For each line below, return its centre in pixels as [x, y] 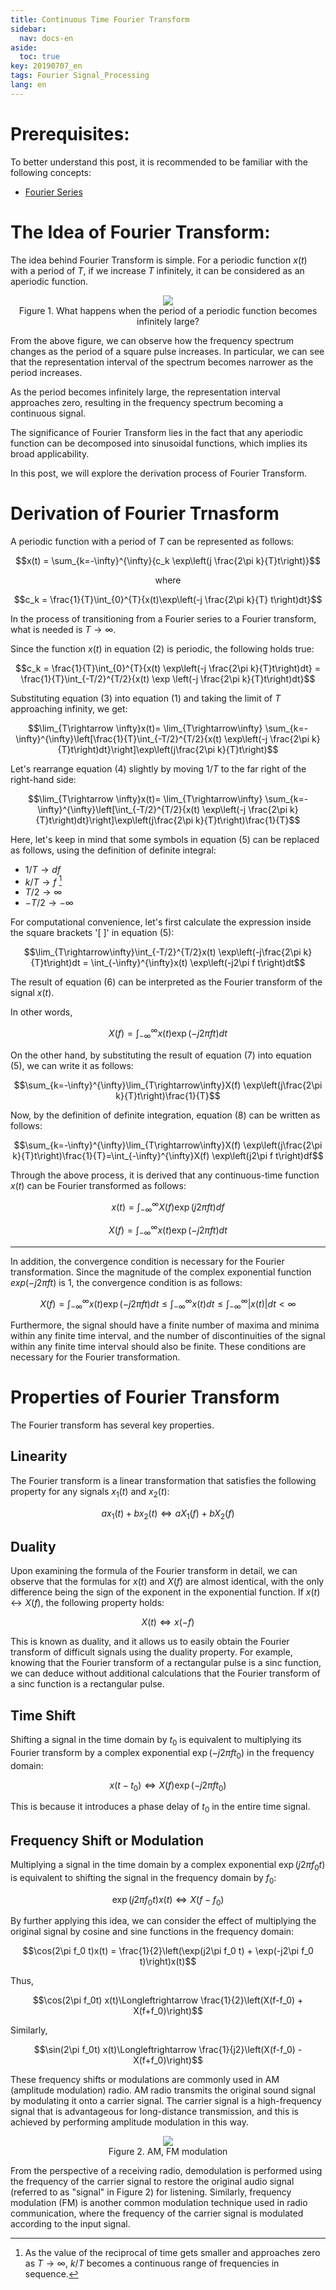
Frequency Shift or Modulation [107, 1840]
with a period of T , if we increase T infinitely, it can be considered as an [157, 270]
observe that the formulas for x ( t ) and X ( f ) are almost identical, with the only [167, 1582]
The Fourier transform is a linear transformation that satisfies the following [163, 1480]
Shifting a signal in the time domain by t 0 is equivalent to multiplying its [156, 1741]
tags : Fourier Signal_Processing [80, 76]
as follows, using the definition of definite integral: [113, 850]
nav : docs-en [46, 38]
